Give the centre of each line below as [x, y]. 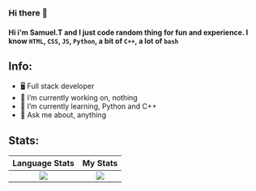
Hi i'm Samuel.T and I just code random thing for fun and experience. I [128, 32]
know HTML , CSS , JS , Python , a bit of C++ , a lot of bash [94, 40]
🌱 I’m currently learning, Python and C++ [88, 106]
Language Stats [43, 163]
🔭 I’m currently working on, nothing [79, 98]
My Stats [100, 163]
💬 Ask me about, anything [63, 115]
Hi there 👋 [28, 13]
